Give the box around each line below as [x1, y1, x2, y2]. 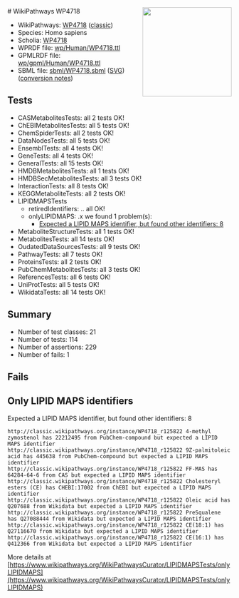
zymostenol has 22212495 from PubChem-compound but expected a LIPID [7, 434, 218, 441]
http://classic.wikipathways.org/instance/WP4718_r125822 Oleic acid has [7, 496, 231, 504]
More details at [7, 552, 51, 561]
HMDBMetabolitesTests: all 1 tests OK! [17, 166, 129, 175]
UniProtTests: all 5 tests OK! [17, 280, 100, 288]
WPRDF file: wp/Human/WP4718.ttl [17, 44, 121, 52]
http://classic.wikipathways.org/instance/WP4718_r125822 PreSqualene [7, 509, 221, 516]
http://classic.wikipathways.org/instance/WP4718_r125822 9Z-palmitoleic [7, 446, 231, 454]
